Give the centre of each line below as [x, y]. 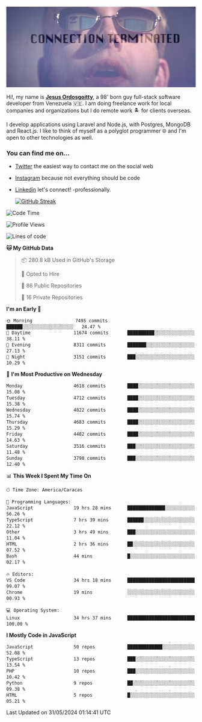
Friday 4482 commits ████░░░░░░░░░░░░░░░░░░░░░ [101, 435]
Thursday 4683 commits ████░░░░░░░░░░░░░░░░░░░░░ [101, 422]
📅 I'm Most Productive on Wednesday [54, 374]
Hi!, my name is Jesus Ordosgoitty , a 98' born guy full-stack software [93, 97]
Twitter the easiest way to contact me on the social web [84, 166]
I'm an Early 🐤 [24, 309]
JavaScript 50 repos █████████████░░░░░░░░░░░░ [101, 647]
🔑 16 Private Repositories [52, 297]
